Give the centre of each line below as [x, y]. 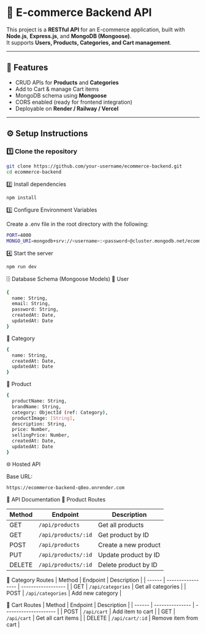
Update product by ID [129, 555]
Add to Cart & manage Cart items [57, 89]
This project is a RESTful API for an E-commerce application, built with [96, 29]
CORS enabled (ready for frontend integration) [74, 102]
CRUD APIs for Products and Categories [67, 82]
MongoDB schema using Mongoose [61, 95]
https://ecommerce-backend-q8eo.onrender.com [65, 487]
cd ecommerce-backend [34, 172]
